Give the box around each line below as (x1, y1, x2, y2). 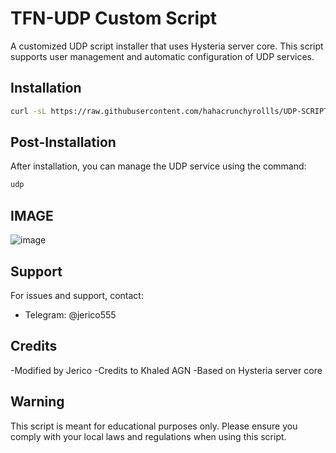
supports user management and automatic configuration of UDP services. (10, 50, 315, 62)
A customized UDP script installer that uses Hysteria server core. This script (10, 40, 324, 52)
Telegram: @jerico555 (24, 308, 117, 321)
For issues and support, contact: (10, 289, 144, 301)
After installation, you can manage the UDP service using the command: (10, 160, 307, 172)
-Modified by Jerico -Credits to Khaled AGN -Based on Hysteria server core (10, 364, 323, 376)
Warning (10, 393, 65, 411)
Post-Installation (10, 134, 117, 151)
